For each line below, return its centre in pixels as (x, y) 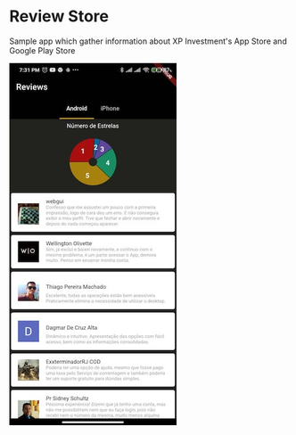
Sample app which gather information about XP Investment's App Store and (148, 41)
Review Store (59, 16)
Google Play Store (42, 50)
